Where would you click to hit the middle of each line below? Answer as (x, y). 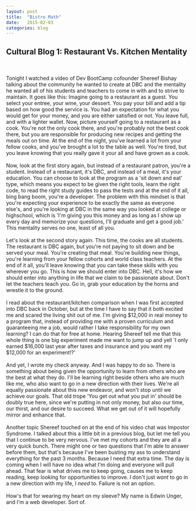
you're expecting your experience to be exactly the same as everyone (90, 203)
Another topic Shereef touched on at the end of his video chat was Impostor (98, 427)
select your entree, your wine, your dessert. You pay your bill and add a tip (96, 103)
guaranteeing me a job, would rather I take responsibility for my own (88, 328)
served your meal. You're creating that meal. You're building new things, (93, 253)
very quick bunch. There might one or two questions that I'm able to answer (97, 446)
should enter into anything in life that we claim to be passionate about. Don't (98, 278)
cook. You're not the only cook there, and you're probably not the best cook (97, 128)
